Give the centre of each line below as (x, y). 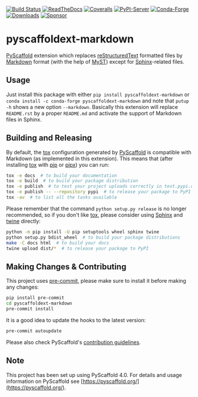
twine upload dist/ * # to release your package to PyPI (77, 248)
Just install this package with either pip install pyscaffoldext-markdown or (98, 94)
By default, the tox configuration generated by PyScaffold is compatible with (99, 152)
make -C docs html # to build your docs (58, 243)
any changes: (23, 287)
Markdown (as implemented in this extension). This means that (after (90, 158)
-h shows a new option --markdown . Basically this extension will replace (92, 107)
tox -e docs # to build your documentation (62, 176)
